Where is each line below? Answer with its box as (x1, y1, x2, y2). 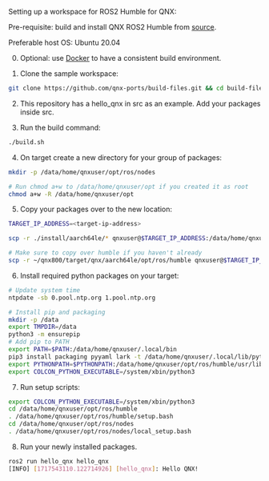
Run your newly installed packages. (19, 442, 138, 451)
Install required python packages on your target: (19, 271, 179, 280)
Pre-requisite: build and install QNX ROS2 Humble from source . (8, 22, 217, 31)
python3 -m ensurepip (8, 331, 81, 339)
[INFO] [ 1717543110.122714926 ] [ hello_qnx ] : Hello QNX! (8, 464, 199, 473)
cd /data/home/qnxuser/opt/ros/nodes (8, 420, 134, 428)
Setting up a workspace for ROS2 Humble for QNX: (8, 7, 177, 16)
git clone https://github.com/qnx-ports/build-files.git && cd (8, 84, 224, 92)
